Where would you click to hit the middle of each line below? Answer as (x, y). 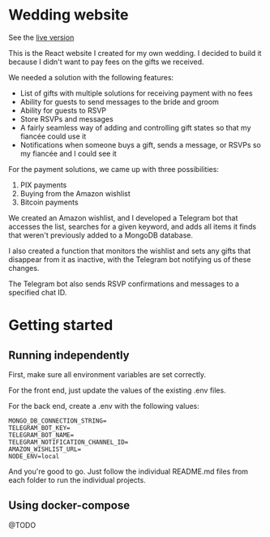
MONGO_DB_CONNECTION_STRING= (58, 421)
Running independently (69, 355)
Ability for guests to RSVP (63, 110)
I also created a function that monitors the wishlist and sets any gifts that (130, 251)
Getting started (61, 325)
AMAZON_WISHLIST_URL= (45, 449)
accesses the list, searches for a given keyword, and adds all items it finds (133, 226)
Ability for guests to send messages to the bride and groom (119, 101)
